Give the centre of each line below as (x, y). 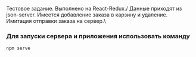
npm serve (18, 48)
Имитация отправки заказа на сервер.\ (56, 21)
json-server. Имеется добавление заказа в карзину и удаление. (87, 15)
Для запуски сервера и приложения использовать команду (98, 36)
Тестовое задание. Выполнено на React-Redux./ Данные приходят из (94, 9)
